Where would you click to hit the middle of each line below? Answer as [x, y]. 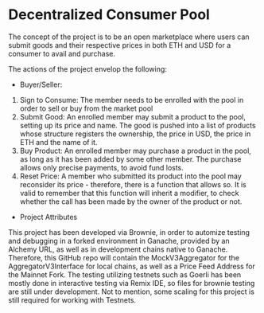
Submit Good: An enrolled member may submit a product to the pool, [133, 116]
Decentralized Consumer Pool [109, 15]
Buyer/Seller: [41, 84]
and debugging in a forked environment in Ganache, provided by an [119, 241]
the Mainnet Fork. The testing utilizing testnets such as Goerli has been [125, 274]
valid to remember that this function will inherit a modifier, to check [129, 193]
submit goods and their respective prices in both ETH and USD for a [120, 45]
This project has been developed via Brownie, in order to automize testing [129, 232]
